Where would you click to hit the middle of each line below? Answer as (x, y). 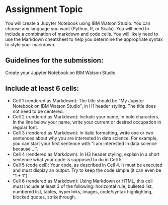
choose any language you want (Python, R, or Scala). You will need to (77, 28)
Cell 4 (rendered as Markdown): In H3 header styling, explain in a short (86, 154)
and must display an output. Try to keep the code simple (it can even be (87, 170)
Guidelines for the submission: (54, 61)
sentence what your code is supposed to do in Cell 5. (68, 159)
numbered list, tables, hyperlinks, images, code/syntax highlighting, (82, 191)
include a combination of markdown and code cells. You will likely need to (82, 34)
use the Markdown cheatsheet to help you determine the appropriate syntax (84, 39)
